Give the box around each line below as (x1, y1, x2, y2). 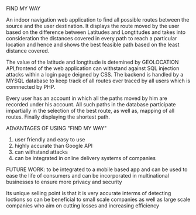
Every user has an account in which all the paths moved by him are (6, 95, 168, 102)
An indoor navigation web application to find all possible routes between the (6, 16, 190, 23)
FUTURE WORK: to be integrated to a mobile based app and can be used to (6, 166, 188, 173)
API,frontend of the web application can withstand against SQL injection (6, 65, 180, 72)
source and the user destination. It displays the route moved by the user (6, 23, 180, 29)
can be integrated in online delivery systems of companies (14, 155, 156, 161)
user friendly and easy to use (14, 136, 85, 143)
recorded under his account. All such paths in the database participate (6, 101, 176, 107)
